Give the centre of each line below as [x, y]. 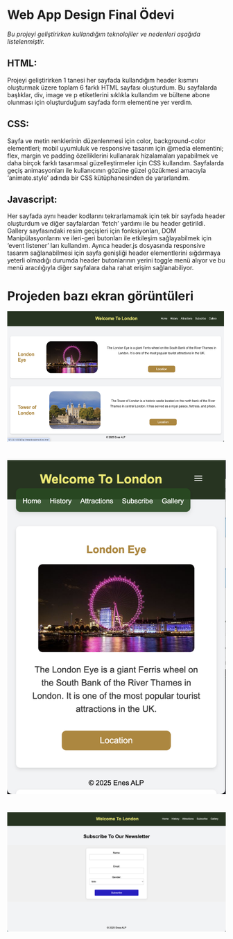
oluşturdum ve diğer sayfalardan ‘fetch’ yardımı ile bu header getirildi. [106, 224]
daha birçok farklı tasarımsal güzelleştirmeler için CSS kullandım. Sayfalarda [115, 163]
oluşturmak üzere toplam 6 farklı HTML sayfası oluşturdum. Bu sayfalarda [112, 88]
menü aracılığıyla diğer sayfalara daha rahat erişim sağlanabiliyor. [101, 268]
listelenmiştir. [26, 41]
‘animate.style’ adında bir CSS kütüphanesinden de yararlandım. [99, 178]
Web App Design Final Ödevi [91, 15]
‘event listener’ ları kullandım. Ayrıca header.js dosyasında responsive [106, 246]
